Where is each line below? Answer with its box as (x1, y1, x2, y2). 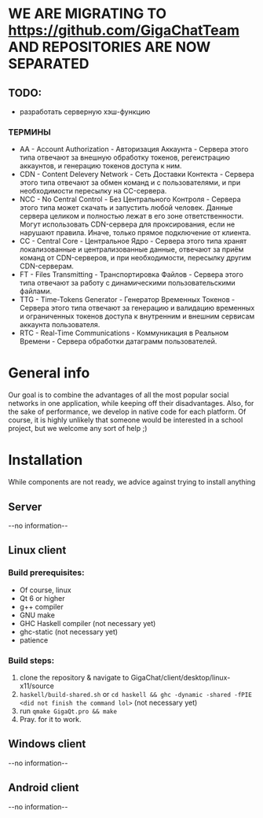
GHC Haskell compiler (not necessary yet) (19, 618, 156, 628)
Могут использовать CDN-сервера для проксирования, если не (19, 219, 236, 229)
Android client (8, 781, 79, 794)
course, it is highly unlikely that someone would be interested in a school (8, 415, 243, 425)
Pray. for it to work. (19, 714, 82, 724)
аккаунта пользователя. (19, 320, 100, 330)
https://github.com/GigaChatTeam (8, 21, 240, 39)
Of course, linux (19, 585, 72, 595)
